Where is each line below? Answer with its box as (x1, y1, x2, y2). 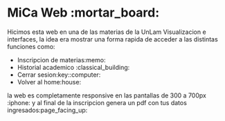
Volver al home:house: (17, 77, 82, 86)
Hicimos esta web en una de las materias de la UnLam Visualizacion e (7, 28, 206, 36)
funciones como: (7, 42, 55, 50)
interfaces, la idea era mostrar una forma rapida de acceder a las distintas (7, 35, 218, 43)
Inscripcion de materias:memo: (17, 55, 106, 64)
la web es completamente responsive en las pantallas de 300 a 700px (7, 91, 206, 100)
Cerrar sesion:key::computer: (17, 71, 101, 79)
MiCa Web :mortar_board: (7, 5, 160, 21)
